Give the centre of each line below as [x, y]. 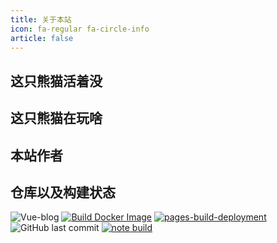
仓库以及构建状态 [63, 192]
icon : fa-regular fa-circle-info [80, 29]
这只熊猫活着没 [56, 81]
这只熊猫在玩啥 [56, 118]
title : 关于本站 [41, 19]
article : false [42, 38]
